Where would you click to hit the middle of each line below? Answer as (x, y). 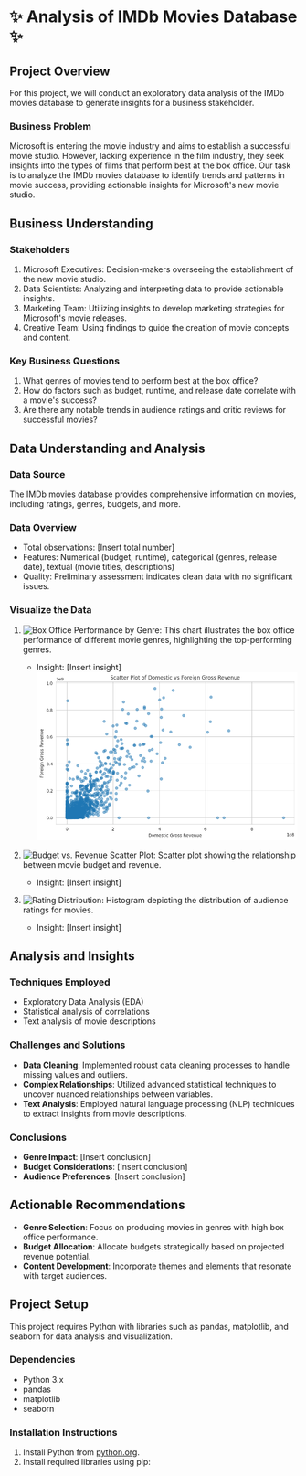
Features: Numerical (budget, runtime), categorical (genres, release (149, 557)
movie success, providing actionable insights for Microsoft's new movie (144, 185)
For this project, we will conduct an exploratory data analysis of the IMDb (147, 93)
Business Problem (51, 126)
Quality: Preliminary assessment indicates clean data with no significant (158, 576)
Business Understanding (81, 223)
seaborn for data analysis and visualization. (91, 1336)
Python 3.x (43, 1379)
